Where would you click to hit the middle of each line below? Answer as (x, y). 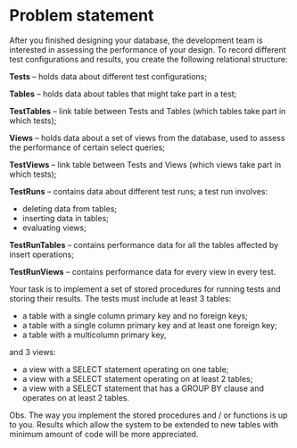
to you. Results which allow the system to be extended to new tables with (144, 424)
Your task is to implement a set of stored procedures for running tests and (145, 289)
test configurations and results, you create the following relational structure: (148, 59)
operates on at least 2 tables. (75, 397)
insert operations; (41, 254)
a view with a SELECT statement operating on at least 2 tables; (137, 378)
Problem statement (82, 16)
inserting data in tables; (65, 218)
